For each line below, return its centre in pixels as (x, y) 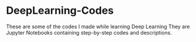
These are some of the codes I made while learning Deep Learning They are (98, 26)
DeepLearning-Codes (60, 11)
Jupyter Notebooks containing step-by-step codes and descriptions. (89, 32)
